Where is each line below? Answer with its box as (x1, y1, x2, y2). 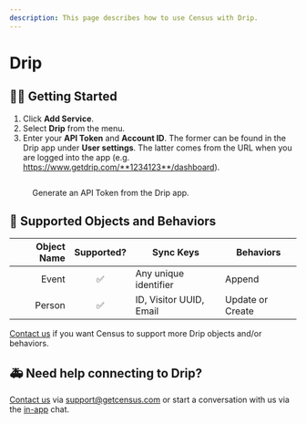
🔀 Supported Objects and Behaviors (9, 213, 217, 229)
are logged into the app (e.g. (22, 151, 130, 162)
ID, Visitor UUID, (135, 294, 205, 306)
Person (35, 299, 66, 312)
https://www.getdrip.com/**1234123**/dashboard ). (22, 161, 220, 172)
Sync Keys (151, 246, 200, 259)
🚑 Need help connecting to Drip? (9, 366, 203, 381)
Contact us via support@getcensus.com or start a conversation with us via (9, 394, 290, 406)
